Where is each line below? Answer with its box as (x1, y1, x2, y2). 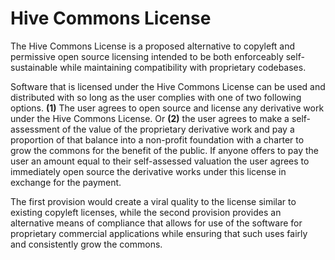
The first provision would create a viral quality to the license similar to (10, 195, 297, 207)
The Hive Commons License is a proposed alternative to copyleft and (10, 40, 296, 52)
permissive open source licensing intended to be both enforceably (10, 50, 284, 62)
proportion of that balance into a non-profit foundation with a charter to (10, 133, 305, 146)
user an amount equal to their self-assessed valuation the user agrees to (10, 155, 310, 167)
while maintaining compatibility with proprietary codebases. (59, 61, 307, 73)
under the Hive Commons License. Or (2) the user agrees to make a (10, 112, 290, 124)
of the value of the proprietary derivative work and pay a (61, 123, 295, 135)
